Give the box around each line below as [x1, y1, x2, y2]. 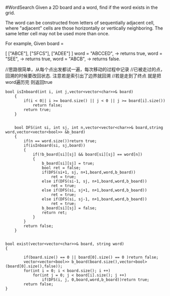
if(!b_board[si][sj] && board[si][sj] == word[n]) [32, 152, 143, 157]
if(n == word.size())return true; [23, 139, 97, 144]
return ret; [41, 210, 67, 215]
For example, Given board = [5, 40, 64, 47]
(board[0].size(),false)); [5, 264, 63, 269]
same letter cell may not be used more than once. [5, 31, 110, 36]
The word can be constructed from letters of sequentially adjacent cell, [5, 20, 155, 26]
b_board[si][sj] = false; [41, 206, 97, 211]
